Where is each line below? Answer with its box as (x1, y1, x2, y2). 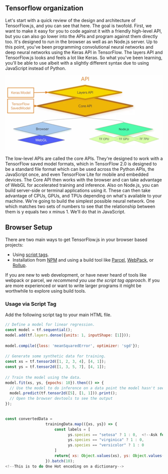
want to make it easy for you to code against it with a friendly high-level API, (5, 28, 162, 34)
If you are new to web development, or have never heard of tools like (5, 272, 147, 278)
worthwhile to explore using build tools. (5, 288, 86, 294)
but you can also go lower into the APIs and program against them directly (5, 33, 158, 39)
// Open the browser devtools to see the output (9, 396, 113, 401)
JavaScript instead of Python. (5, 65, 66, 71)
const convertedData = (5, 416, 52, 421)
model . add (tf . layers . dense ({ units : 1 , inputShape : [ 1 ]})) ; (5, 333, 131, 338)
